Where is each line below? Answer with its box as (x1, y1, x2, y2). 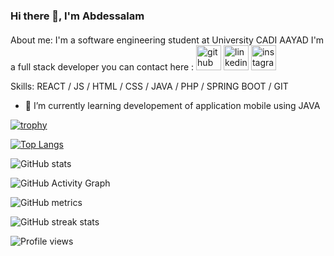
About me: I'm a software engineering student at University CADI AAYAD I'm (10, 34, 325, 46)
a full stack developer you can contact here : (10, 60, 195, 73)
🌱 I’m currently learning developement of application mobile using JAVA (24, 99, 321, 111)
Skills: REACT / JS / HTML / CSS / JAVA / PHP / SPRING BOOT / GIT (10, 80, 289, 92)
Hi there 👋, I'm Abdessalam (10, 9, 145, 23)
